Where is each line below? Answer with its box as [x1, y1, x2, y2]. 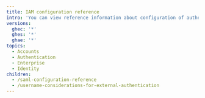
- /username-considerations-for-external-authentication [12, 83, 160, 89]
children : [6, 71, 32, 77]
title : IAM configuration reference [6, 9, 99, 15]
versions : [6, 20, 32, 26]
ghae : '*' [12, 37, 37, 43]
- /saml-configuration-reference [12, 77, 97, 83]
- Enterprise [12, 60, 45, 66]
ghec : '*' [12, 26, 37, 32]
